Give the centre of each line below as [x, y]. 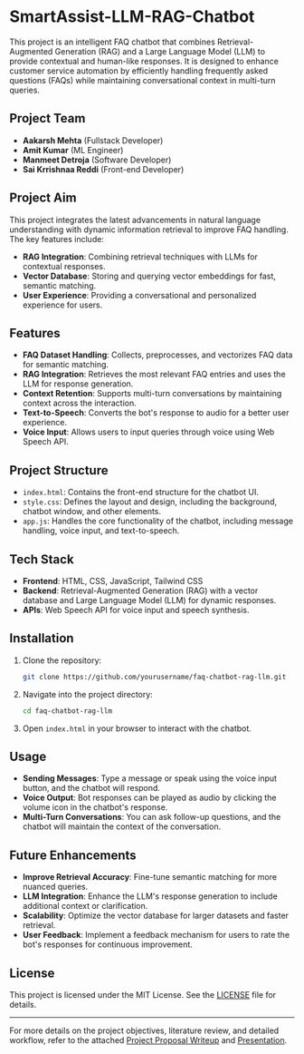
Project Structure [59, 470]
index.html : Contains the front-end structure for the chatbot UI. [141, 493]
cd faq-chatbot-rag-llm [67, 711]
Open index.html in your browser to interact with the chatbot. [137, 728]
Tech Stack [42, 559]
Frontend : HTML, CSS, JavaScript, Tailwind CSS [113, 581]
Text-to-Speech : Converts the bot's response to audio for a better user [156, 413]
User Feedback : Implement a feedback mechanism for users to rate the [156, 935]
